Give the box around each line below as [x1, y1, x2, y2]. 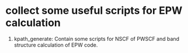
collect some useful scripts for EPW [5, 4, 183, 17]
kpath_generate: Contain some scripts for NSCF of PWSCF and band [13, 35, 179, 42]
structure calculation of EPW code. [13, 41, 98, 48]
